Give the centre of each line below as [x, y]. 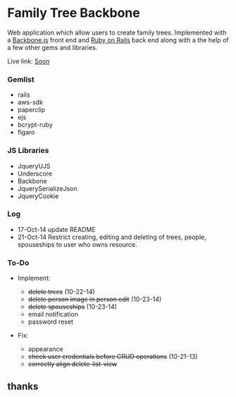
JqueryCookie [38, 196]
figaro [26, 133]
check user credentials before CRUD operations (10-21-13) [113, 357]
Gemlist [21, 79]
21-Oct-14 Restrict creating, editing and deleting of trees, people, [112, 237]
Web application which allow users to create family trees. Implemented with [117, 32]
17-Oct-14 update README [57, 229]
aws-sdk [30, 102]
